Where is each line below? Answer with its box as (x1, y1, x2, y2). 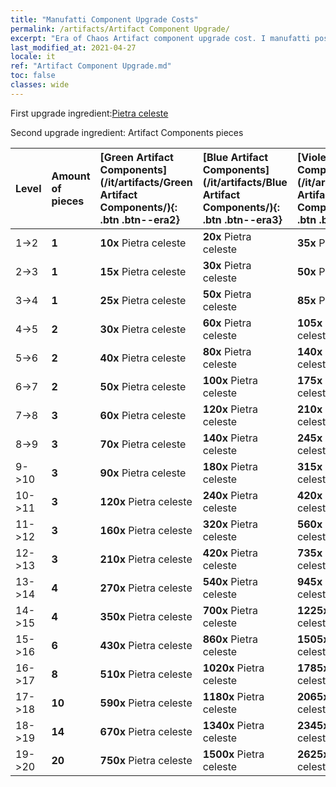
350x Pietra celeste (99, 609, 193, 623)
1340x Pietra (202, 718, 265, 732)
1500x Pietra (202, 747, 265, 761)
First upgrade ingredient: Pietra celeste (10, 107, 169, 119)
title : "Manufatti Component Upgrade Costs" (10, 14, 199, 25)
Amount (51, 169, 91, 183)
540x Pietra (202, 574, 258, 588)
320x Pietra (202, 517, 258, 531)
